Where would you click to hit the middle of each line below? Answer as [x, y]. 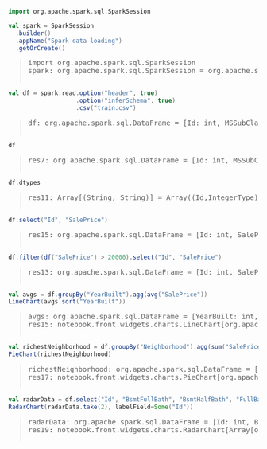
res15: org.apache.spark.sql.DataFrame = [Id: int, [130, 234]
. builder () [33, 33]
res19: [41, 429]
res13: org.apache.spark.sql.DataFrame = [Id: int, [130, 272]
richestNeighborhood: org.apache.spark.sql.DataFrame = [139, 369]
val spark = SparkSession [51, 25]
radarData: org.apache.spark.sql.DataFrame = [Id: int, [139, 422]
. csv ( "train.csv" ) [106, 108]
